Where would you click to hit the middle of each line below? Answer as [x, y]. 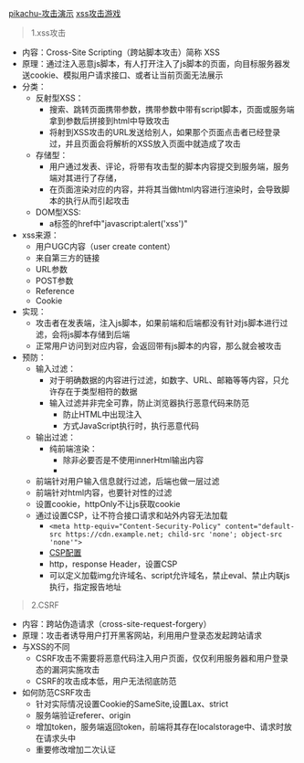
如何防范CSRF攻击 [57, 692]
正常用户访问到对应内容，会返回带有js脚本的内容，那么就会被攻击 [158, 346]
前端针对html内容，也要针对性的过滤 [104, 493]
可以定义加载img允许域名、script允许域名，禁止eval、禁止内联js [169, 575]
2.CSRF [45, 605]
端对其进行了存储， [85, 178]
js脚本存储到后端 [99, 334]
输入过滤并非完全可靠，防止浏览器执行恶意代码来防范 [149, 403]
